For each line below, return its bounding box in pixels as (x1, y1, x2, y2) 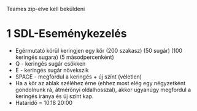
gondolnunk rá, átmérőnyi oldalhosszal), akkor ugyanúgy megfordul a (15, 86, 191, 93)
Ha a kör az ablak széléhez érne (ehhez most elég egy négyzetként (15, 79, 186, 86)
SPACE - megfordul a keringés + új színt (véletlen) (15, 73, 142, 80)
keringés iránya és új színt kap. (15, 92, 94, 100)
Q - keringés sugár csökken (15, 59, 86, 67)
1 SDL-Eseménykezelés (6, 27, 127, 40)
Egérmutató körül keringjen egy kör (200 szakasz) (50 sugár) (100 (15, 47, 183, 54)
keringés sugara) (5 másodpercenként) (15, 53, 115, 61)
